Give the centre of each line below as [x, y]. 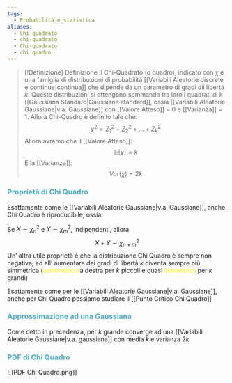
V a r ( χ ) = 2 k [126, 174]
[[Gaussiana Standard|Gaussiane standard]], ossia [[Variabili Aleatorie [125, 102]
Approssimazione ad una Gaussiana [70, 316]
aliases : [20, 26]
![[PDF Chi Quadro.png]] [42, 373]
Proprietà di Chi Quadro [48, 192]
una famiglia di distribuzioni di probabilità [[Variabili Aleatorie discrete [124, 79]
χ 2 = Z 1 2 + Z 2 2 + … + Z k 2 [126, 129]
